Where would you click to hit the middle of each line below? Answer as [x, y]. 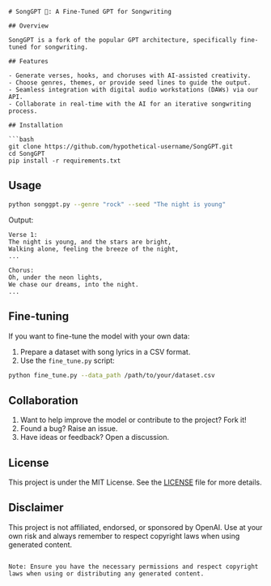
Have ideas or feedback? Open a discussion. [95, 437]
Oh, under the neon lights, [56, 277]
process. [23, 111]
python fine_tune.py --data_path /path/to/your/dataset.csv [112, 375]
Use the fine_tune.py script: [67, 360]
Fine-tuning [39, 317]
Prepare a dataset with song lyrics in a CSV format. [105, 351]
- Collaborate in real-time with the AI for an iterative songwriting [130, 104]
